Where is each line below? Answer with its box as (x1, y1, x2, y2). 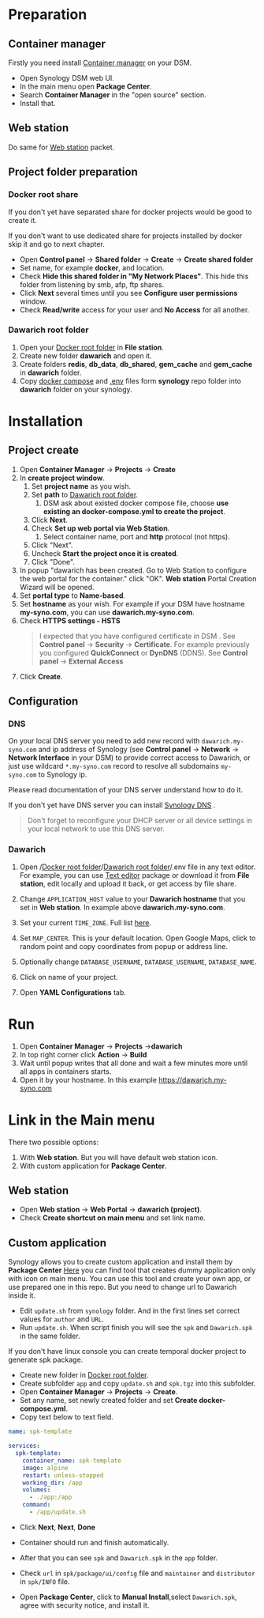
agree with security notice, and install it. (19, 1600, 150, 1610)
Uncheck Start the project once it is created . (31, 548, 179, 558)
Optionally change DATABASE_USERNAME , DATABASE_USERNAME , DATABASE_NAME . (19, 957, 257, 966)
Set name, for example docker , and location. (19, 263, 165, 272)
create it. (8, 215, 37, 225)
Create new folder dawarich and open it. (19, 350, 152, 361)
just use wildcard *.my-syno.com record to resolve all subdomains (8, 762, 219, 771)
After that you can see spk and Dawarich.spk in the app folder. (19, 1552, 218, 1563)
